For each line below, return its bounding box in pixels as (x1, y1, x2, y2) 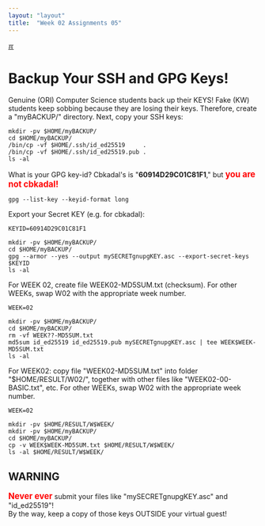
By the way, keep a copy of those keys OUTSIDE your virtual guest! (8, 509, 228, 519)
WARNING (8, 470, 60, 483)
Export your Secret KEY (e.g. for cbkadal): (8, 210, 145, 219)
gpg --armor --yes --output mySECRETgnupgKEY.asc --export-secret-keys (8, 252, 249, 261)
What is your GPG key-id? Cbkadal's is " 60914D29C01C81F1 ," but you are (8, 169, 256, 180)
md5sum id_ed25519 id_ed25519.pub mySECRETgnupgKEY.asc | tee (8, 339, 218, 346)
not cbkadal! (8, 179, 59, 190)
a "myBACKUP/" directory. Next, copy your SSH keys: (8, 112, 184, 122)
